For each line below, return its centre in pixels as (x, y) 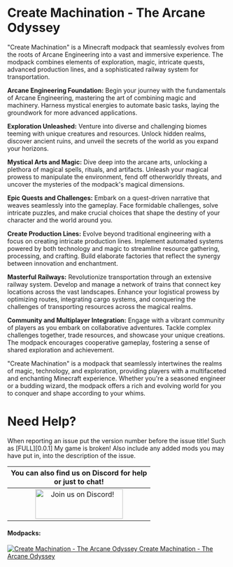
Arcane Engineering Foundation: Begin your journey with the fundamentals (116, 90)
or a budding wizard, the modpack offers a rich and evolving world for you (114, 385)
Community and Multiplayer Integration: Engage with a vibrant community (116, 320)
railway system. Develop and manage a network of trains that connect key (114, 284)
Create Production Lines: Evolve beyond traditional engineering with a (109, 234)
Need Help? (42, 422)
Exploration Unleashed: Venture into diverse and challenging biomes (107, 126)
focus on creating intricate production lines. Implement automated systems (115, 241)
